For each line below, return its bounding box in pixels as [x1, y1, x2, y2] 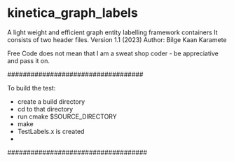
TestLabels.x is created [17, 127, 85, 135]
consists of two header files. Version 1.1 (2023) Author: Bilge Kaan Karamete [7, 35, 227, 43]
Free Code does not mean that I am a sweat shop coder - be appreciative [7, 49, 219, 58]
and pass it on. [7, 56, 50, 65]
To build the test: [7, 83, 56, 92]
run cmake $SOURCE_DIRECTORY [17, 112, 117, 121]
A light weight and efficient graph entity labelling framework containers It [7, 28, 219, 36]
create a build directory [17, 97, 85, 106]
